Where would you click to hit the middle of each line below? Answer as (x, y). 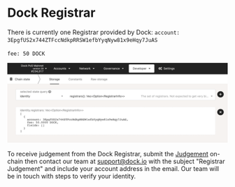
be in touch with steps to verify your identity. (72, 177)
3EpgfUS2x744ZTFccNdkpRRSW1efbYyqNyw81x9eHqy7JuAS (83, 40)
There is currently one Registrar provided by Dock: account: (94, 32)
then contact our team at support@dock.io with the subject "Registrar (124, 161)
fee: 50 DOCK (26, 54)
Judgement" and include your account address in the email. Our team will (113, 169)
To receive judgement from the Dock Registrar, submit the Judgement (108, 154)
